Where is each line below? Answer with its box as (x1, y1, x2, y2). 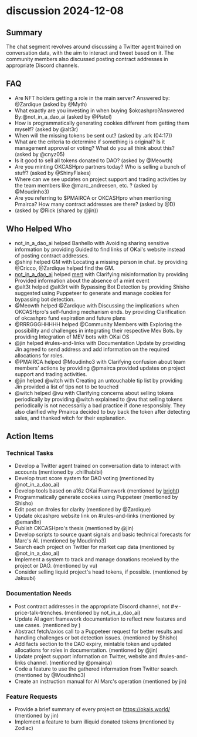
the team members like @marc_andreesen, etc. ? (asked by (14, 182, 158, 189)
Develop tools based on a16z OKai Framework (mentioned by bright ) (14, 487, 180, 494)
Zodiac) (14, 724, 33, 731)
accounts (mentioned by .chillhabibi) (14, 468, 103, 475)
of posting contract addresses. (14, 252, 89, 259)
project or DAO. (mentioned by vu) (14, 562, 98, 569)
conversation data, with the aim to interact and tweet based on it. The (6, 49, 174, 56)
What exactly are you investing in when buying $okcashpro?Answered (14, 107, 185, 114)
